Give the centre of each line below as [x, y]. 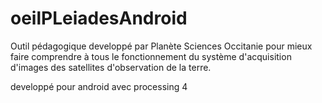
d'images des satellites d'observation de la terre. [111, 67]
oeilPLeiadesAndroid [99, 18]
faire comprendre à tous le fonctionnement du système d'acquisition [151, 56]
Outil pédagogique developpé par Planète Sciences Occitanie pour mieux [161, 46]
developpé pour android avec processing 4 [99, 86]
